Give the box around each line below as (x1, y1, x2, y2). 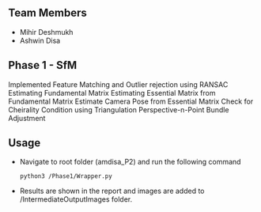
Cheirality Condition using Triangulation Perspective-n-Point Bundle (8, 104, 229, 114)
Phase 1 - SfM (8, 59, 78, 72)
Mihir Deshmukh (19, 27, 74, 36)
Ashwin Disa (19, 36, 61, 45)
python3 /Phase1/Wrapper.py (19, 172, 112, 180)
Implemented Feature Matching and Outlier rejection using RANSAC (8, 79, 229, 89)
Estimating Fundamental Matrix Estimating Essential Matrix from (8, 88, 216, 97)
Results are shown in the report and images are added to (19, 186, 205, 196)
